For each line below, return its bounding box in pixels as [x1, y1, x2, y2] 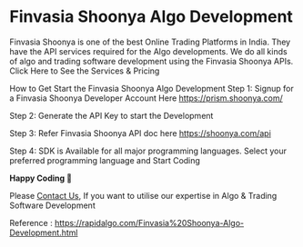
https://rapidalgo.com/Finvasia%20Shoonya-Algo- [54, 217, 244, 228]
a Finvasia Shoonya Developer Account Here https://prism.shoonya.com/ [9, 93, 284, 104]
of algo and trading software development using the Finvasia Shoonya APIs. [9, 55, 294, 66]
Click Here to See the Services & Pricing [9, 65, 160, 76]
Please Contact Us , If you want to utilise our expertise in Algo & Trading [9, 190, 278, 201]
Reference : [9, 217, 53, 228]
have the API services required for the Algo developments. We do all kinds [9, 45, 288, 56]
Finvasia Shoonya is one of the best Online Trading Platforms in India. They [9, 36, 291, 47]
